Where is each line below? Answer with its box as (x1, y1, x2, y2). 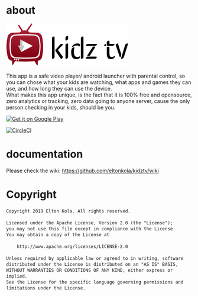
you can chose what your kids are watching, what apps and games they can (6, 78, 191, 86)
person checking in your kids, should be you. (6, 104, 116, 111)
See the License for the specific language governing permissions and (6, 279, 184, 285)
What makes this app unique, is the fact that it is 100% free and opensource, (6, 91, 192, 98)
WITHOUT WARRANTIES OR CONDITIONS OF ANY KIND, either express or (6, 267, 173, 273)
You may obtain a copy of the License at (6, 231, 110, 237)
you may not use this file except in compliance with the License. (6, 226, 176, 231)
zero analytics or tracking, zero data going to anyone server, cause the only (6, 97, 190, 104)
